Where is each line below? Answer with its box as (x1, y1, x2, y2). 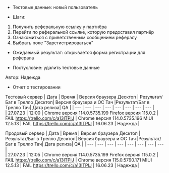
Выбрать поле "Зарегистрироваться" (12, 40, 93, 46)
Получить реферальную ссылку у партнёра (12, 24, 107, 30)
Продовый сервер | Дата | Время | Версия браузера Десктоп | (5, 130, 141, 136)
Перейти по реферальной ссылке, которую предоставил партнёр (12, 29, 154, 35)
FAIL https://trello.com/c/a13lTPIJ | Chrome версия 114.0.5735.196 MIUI (5, 115, 153, 121)
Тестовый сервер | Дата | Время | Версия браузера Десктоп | (5, 94, 139, 100)
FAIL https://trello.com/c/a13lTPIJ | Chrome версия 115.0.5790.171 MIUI (5, 157, 152, 163)
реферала (12, 55, 34, 61)
